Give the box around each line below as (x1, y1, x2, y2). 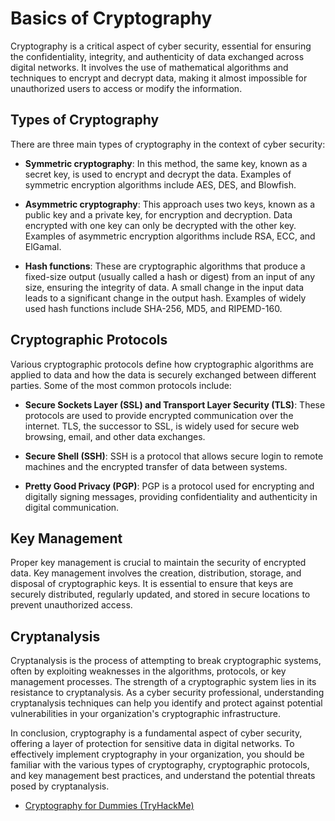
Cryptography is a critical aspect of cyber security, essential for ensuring (10, 40, 312, 52)
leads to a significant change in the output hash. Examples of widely (24, 292, 307, 304)
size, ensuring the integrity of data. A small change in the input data (24, 281, 305, 293)
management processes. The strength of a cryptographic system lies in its (10, 676, 317, 688)
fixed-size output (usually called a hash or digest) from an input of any (24, 270, 316, 282)
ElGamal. (24, 240, 62, 252)
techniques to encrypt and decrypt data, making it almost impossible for (10, 72, 308, 84)
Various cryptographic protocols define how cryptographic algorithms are (10, 358, 314, 370)
